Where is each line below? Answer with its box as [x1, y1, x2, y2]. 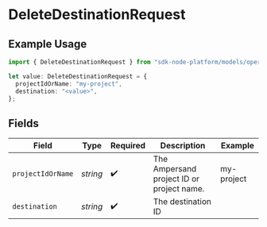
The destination [153, 196, 212, 207]
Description [160, 140, 206, 152]
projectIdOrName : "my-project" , [15, 79, 123, 88]
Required [110, 140, 145, 152]
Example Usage [8, 37, 87, 51]
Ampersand [153, 164, 197, 175]
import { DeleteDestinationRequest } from [8, 58, 151, 66]
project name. [153, 183, 205, 194]
